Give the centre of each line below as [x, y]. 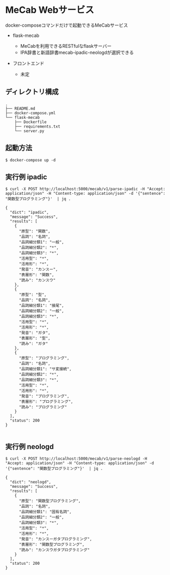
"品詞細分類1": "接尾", [41, 306]
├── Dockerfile [31, 122]
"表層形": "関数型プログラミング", [52, 545]
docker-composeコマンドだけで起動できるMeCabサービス [67, 25]
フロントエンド [28, 63]
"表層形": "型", [34, 338]
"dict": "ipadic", [30, 213]
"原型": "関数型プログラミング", [50, 501]
